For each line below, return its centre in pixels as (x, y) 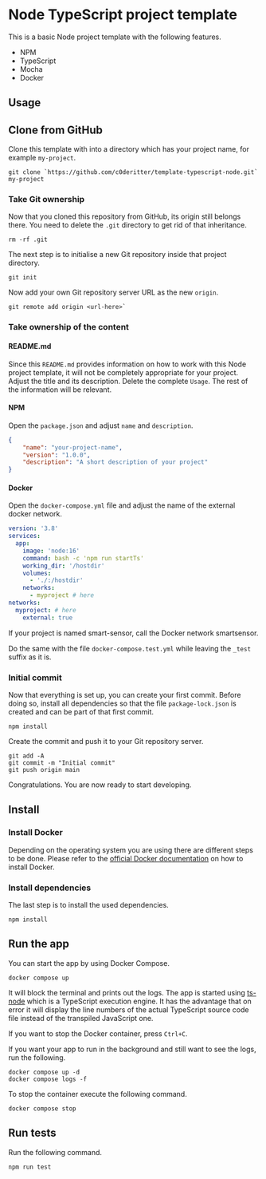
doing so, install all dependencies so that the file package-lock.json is (122, 703)
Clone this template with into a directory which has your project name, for (129, 149)
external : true (48, 617)
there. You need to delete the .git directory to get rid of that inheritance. (127, 225)
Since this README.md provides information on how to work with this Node (127, 364)
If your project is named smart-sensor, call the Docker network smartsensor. (133, 633)
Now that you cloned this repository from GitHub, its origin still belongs (125, 216)
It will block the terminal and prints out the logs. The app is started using (127, 992)
